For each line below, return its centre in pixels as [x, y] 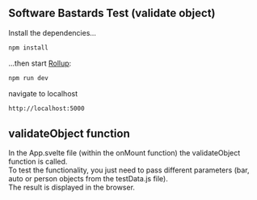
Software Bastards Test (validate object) [112, 13]
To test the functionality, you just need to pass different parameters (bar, [129, 170]
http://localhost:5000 [46, 109]
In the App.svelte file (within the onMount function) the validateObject [124, 153]
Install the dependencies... [53, 32]
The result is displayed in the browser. [72, 187]
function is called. [38, 162]
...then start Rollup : [40, 63]
